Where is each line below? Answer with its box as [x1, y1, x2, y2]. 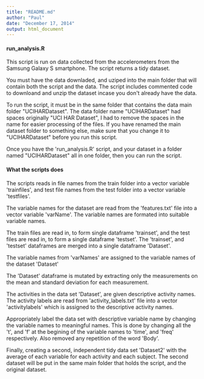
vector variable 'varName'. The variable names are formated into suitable [6, 211, 189, 218]
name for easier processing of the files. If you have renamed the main [6, 121, 181, 128]
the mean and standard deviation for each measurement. [6, 278, 149, 286]
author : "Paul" [6, 15, 45, 21]
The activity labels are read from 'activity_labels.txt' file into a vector [6, 297, 178, 304]
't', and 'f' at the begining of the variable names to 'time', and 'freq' [6, 328, 174, 335]
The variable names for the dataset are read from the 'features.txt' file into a [6, 204, 197, 211]
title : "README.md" [6, 9, 56, 15]
